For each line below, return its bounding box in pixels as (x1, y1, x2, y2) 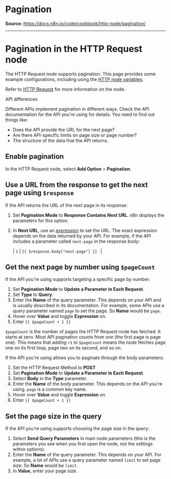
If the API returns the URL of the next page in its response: (5, 202, 128, 208)
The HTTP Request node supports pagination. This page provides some (5, 70, 156, 77)
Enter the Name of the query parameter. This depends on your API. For (12, 451, 162, 458)
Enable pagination (5, 152, 64, 161)
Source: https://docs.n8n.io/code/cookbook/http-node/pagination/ (5, 20, 146, 27)
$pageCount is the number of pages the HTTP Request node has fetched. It (5, 329, 161, 335)
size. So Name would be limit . (12, 463, 78, 469)
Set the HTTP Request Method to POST (12, 365, 96, 371)
